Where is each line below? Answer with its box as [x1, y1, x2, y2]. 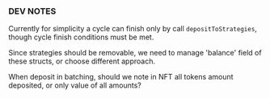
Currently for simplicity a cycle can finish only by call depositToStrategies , [8, 24, 257, 34]
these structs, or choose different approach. [8, 56, 156, 66]
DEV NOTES [8, 6, 57, 17]
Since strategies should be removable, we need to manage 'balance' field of [8, 48, 262, 58]
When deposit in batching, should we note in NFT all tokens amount [8, 72, 234, 82]
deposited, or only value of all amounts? [8, 80, 141, 90]
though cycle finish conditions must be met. [8, 32, 154, 42]
